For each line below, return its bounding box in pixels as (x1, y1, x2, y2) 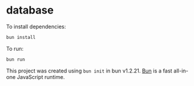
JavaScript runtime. (17, 73, 65, 80)
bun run (6, 57, 26, 62)
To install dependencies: (6, 23, 67, 30)
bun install (6, 34, 36, 40)
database (6, 4, 54, 17)
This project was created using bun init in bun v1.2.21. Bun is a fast (6, 67, 173, 74)
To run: (6, 45, 24, 52)
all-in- (173, 67, 189, 74)
